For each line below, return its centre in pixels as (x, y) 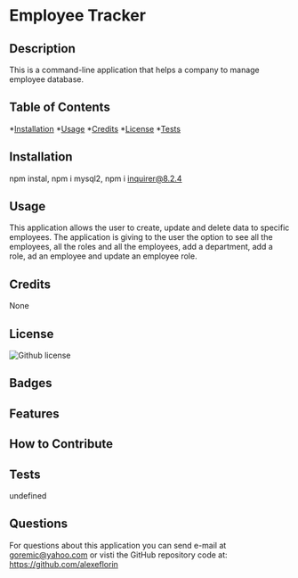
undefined (28, 496)
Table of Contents (60, 107)
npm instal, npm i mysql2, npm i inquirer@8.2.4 (96, 178)
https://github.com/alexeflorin (64, 564)
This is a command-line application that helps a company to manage (134, 70)
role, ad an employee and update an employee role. (103, 256)
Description (42, 49)
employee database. (47, 79)
